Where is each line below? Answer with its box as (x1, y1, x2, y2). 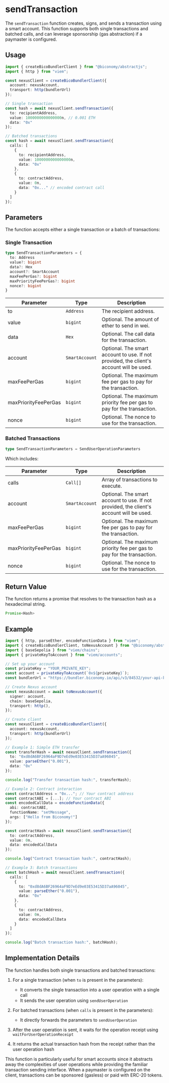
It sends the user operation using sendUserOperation (20, 997, 128, 1003)
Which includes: (5, 455, 39, 461)
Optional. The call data (101, 330, 155, 337)
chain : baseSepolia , (10, 699, 53, 704)
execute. (101, 482, 122, 489)
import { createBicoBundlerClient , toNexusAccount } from (5, 643, 129, 648)
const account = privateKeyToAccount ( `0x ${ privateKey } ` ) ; (5, 671, 129, 676)
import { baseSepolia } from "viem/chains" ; (5, 647, 100, 653)
